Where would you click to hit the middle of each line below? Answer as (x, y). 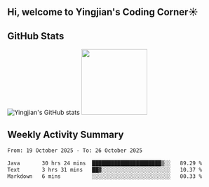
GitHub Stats (36, 36)
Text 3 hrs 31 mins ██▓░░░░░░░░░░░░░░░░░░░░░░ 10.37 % (104, 169)
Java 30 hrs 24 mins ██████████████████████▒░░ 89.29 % (104, 163)
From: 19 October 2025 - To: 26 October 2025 (75, 151)
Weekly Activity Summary (66, 134)
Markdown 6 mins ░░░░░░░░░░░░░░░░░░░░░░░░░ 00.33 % (104, 176)
